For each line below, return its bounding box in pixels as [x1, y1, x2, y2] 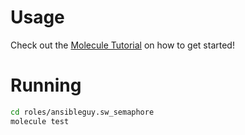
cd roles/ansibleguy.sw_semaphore [10, 107, 155, 117]
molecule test [10, 116, 70, 126]
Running [10, 74, 82, 97]
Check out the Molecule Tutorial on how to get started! [10, 39, 235, 51]
